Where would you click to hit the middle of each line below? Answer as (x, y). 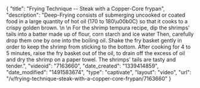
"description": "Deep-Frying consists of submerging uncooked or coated (96, 15)
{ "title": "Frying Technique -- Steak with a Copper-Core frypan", (86, 9)
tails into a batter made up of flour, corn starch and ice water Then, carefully (100, 34)
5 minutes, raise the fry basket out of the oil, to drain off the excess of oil (96, 53)
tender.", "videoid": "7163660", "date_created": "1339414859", (82, 66)
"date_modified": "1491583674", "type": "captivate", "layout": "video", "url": (99, 72)
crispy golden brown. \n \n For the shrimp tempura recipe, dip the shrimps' (98, 28)
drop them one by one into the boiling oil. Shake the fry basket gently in (94, 40)
